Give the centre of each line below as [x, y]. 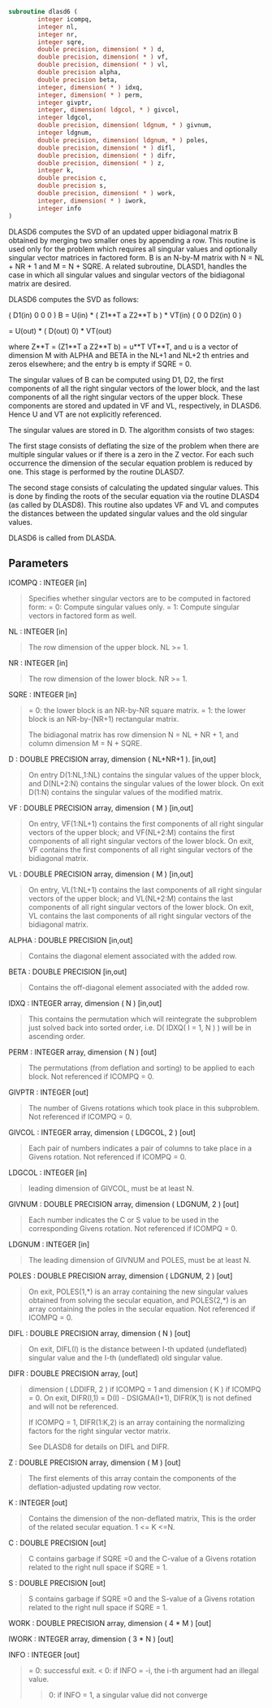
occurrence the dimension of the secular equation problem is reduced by [131, 463]
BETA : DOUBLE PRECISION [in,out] [68, 972]
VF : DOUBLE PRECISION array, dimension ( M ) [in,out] [101, 808]
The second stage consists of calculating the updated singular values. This [134, 487]
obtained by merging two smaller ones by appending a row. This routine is [132, 240]
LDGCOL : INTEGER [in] [48, 1173]
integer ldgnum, [65, 133]
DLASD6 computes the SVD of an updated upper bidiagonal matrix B [123, 231]
